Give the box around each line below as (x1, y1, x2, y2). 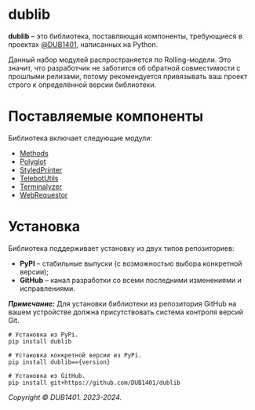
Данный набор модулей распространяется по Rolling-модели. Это (8, 55, 231, 64)
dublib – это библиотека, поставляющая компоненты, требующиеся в (8, 31, 243, 41)
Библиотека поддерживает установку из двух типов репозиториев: (8, 243, 235, 252)
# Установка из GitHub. (8, 372, 86, 379)
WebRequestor (19, 190, 68, 199)
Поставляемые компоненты (8, 107, 204, 125)
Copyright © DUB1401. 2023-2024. (8, 392, 122, 401)
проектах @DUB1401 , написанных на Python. (8, 39, 158, 49)
